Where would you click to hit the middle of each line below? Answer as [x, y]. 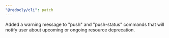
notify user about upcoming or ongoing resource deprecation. [70, 30]
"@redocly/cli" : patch [29, 10]
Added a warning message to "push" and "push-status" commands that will [85, 24]
